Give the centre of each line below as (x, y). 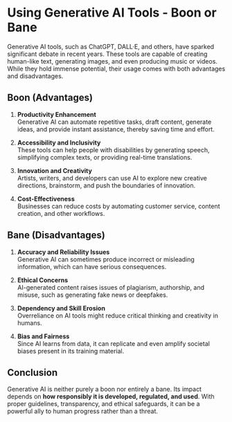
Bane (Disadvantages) (56, 236)
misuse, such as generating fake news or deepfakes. (92, 295)
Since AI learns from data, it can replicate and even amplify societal (113, 343)
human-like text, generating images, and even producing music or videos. (113, 61)
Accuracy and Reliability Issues (63, 252)
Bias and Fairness (43, 336)
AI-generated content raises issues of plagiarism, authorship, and (111, 287)
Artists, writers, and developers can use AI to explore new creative (112, 178)
